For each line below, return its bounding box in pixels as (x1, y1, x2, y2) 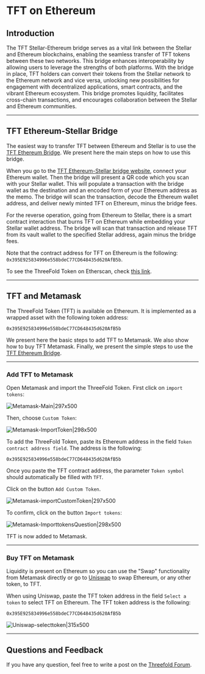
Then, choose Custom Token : (6, 414, 77, 422)
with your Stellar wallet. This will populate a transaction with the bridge (6, 180, 184, 187)
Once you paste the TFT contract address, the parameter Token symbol (6, 467, 184, 474)
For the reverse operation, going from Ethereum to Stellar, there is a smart (6, 211, 192, 219)
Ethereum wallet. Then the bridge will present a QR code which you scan (6, 174, 189, 181)
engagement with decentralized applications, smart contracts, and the (6, 83, 183, 90)
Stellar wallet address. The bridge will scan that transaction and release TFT (6, 224, 198, 232)
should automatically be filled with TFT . (6, 473, 104, 480)
